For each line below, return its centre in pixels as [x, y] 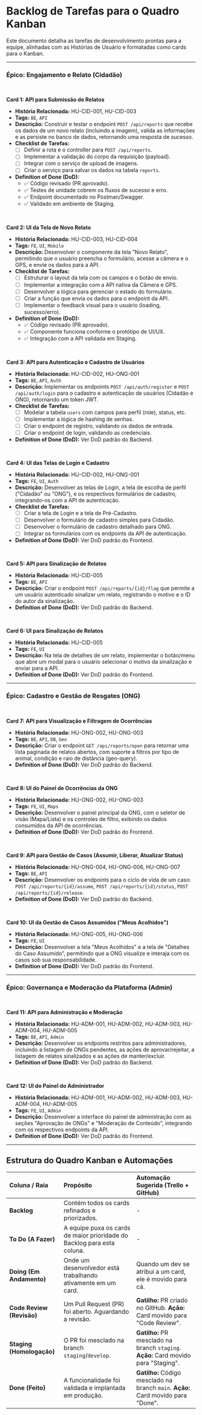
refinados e [80, 1210]
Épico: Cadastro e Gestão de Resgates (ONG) [73, 696]
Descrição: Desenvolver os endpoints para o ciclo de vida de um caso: [103, 880]
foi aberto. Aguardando [96, 1311]
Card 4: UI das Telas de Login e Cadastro [58, 463]
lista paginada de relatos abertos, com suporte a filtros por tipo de [97, 752]
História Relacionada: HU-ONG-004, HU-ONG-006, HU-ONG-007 [97, 867]
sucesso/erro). [42, 311]
